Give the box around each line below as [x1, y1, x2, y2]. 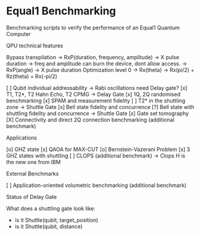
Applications [6, 134, 37, 141]
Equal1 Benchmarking [6, 4, 116, 18]
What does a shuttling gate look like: [6, 205, 96, 212]
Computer [6, 30, 31, 37]
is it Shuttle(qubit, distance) [14, 223, 83, 230]
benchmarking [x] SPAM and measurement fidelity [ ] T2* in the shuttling [6, 97, 186, 104]
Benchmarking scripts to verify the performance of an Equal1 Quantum [6, 24, 180, 31]
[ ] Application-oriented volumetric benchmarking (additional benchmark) [6, 181, 187, 189]
